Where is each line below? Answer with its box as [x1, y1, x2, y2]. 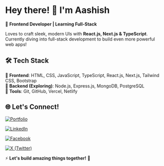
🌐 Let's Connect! [5, 102, 59, 111]
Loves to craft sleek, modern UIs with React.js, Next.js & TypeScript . [5, 30, 148, 36]
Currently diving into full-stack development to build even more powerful [5, 36, 155, 42]
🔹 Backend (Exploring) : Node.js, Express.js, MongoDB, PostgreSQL [5, 82, 145, 89]
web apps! [5, 41, 27, 47]
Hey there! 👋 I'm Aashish [5, 4, 110, 16]
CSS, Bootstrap [5, 77, 37, 83]
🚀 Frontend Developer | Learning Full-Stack [5, 21, 97, 27]
